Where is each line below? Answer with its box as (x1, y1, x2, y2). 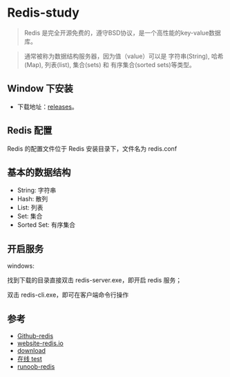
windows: (7, 261, 35, 270)
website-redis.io (17, 339, 64, 347)
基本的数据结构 (7, 166, 71, 178)
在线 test (17, 355, 43, 362)
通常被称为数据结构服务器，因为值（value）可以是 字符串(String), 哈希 (23, 52, 224, 60)
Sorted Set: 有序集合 (17, 221, 76, 229)
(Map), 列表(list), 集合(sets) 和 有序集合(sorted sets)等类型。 (23, 60, 195, 68)
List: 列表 (17, 203, 44, 212)
